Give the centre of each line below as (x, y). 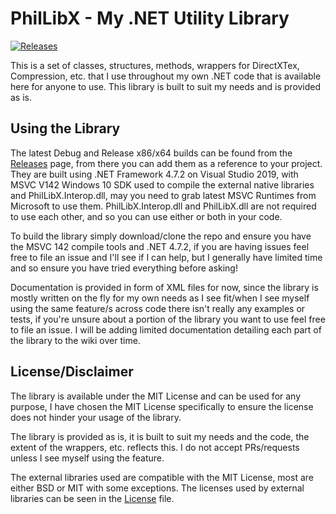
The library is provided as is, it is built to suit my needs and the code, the (160, 436)
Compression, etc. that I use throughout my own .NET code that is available (166, 76)
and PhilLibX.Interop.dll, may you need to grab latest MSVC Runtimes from (163, 195)
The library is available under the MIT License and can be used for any (156, 396)
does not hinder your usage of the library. (96, 417)
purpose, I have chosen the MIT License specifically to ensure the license (162, 406)
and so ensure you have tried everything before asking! (124, 268)
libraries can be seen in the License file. (92, 498)
